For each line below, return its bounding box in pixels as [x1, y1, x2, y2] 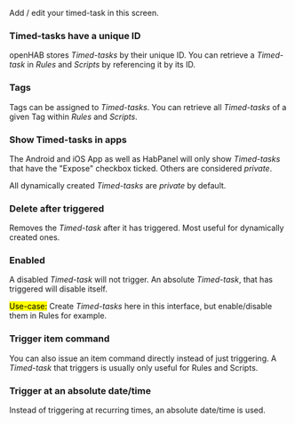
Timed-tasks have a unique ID [9, 29, 141, 42]
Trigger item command [9, 332, 110, 345]
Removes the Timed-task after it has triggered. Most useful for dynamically [9, 222, 284, 234]
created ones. [9, 232, 60, 243]
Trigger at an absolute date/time [9, 384, 151, 396]
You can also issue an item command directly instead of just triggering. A [9, 353, 277, 364]
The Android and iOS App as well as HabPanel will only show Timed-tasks [9, 153, 281, 164]
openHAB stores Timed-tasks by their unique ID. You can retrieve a [9, 50, 255, 60]
